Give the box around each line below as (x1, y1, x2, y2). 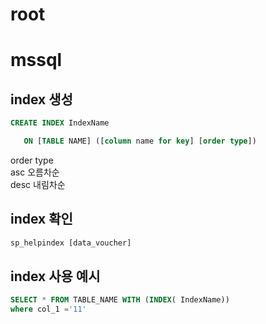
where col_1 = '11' (10, 304, 87, 315)
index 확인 (10, 211, 73, 228)
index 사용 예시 (10, 268, 101, 285)
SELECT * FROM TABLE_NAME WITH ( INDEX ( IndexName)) (10, 295, 230, 305)
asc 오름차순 (10, 166, 60, 178)
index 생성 (10, 91, 73, 108)
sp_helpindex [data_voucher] (10, 238, 132, 248)
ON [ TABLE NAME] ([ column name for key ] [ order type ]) (23, 136, 257, 147)
